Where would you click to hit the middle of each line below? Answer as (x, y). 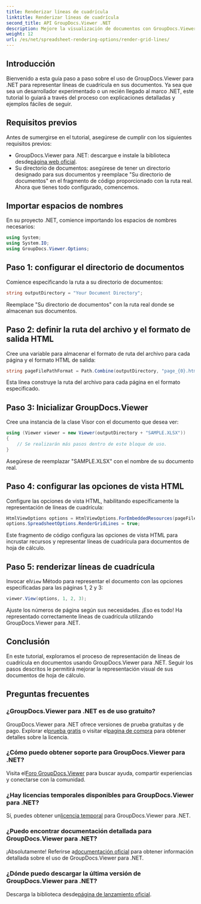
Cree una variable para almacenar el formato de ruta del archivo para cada (98, 353)
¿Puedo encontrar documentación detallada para (79, 831)
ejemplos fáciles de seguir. (39, 104)
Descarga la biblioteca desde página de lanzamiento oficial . (79, 894)
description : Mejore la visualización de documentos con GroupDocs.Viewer (101, 28)
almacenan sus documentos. (42, 311)
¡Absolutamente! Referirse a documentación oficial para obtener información (100, 852)
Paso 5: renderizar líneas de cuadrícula (80, 567)
